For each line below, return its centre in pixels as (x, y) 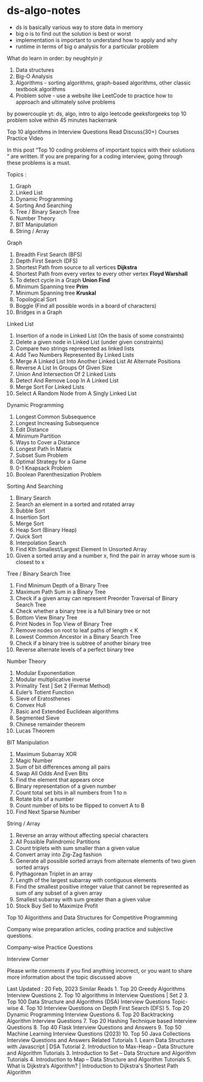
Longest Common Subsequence (55, 417)
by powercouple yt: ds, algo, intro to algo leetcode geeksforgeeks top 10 (97, 114)
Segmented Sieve (37, 718)
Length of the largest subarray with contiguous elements (86, 880)
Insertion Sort (33, 517)
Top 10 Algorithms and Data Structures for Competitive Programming (92, 917)
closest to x (30, 562)
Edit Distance (32, 429)
